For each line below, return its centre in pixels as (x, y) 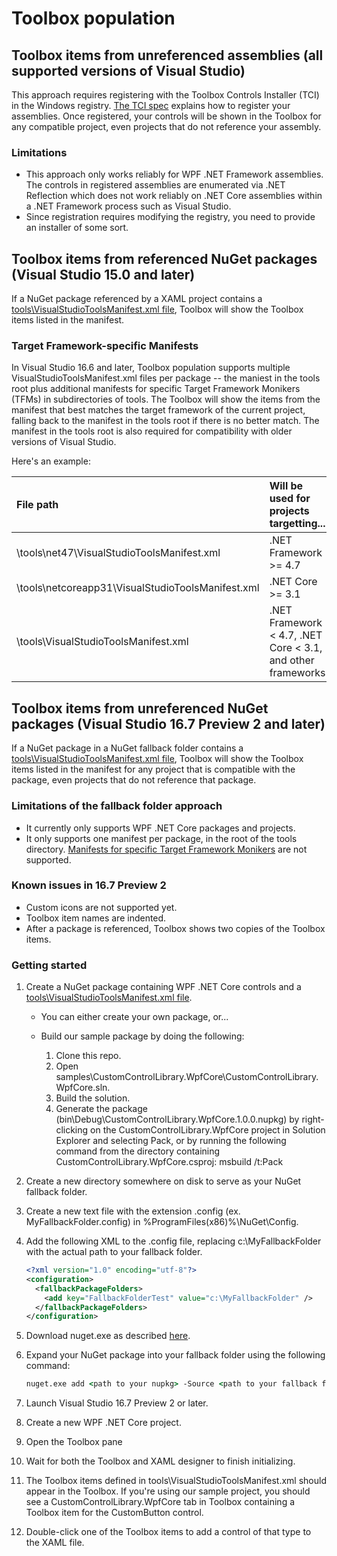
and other (292, 660)
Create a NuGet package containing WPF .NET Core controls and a (163, 987)
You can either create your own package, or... (134, 1017)
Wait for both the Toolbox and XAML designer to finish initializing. (160, 1461)
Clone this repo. (88, 1056)
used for (290, 499)
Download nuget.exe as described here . (108, 1336)
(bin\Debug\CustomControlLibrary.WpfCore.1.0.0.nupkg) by (177, 1119)
